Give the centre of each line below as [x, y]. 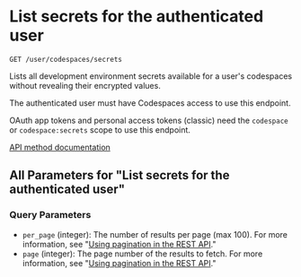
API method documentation [60, 147]
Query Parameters [50, 215]
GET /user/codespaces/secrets [66, 59]
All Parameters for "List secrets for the [120, 175]
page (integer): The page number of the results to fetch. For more [142, 254]
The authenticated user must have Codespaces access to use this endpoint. [150, 103]
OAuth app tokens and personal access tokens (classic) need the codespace [149, 120]
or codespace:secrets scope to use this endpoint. [100, 130]
